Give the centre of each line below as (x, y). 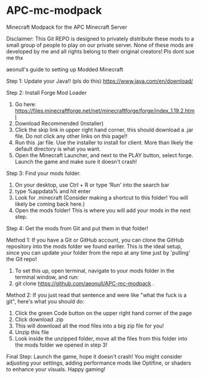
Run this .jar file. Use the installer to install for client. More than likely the (104, 142)
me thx (15, 58)
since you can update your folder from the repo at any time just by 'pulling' (98, 252)
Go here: (26, 104)
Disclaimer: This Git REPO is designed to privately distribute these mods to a (100, 38)
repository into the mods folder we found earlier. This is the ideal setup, (94, 246)
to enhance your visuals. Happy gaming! (56, 369)
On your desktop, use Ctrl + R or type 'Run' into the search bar (92, 185)
